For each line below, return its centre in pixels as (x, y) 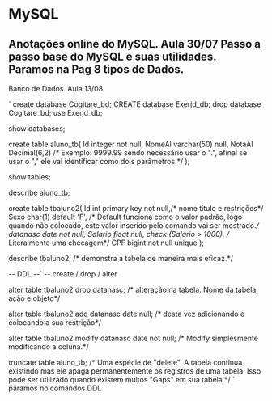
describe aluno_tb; (39, 192)
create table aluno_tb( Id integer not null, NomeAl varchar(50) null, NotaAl (131, 144)
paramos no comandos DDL (55, 388)
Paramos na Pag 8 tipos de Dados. (96, 69)
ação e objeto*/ (34, 298)
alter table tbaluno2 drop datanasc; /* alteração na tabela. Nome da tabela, (134, 289)
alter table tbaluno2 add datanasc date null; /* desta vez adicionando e (127, 314)
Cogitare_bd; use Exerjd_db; (55, 113)
